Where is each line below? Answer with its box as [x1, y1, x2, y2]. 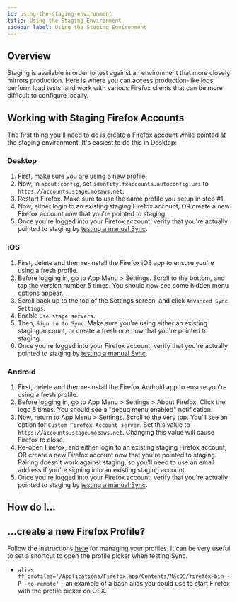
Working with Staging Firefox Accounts [7, 111, 185, 124]
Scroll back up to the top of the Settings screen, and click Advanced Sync [17, 296, 229, 305]
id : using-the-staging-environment [7, 10, 112, 18]
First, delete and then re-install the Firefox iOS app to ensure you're [17, 258, 214, 267]
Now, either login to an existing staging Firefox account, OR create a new [17, 202, 230, 211]
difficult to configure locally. [7, 91, 89, 100]
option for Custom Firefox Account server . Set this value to [17, 420, 190, 429]
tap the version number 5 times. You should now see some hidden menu [17, 281, 229, 289]
